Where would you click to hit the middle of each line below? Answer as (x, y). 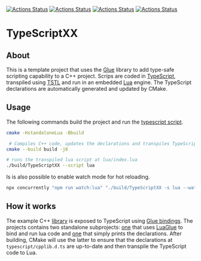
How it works (31, 206)
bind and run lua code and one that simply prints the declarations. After (94, 234)
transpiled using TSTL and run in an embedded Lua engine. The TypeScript (99, 82)
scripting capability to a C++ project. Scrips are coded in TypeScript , (91, 76)
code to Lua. (22, 252)
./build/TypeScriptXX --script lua (51, 165)
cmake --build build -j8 (37, 149)
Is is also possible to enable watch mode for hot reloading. (78, 177)
